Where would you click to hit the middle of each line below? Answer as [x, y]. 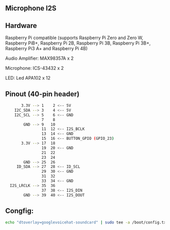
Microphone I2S [31, 8]
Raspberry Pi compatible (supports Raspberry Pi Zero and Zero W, [74, 38]
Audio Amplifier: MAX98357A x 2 [39, 58]
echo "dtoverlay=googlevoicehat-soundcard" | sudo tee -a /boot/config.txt [87, 222]
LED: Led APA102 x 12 [28, 78]
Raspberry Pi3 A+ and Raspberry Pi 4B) [47, 49]
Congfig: [19, 210]
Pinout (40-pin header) [42, 94]
